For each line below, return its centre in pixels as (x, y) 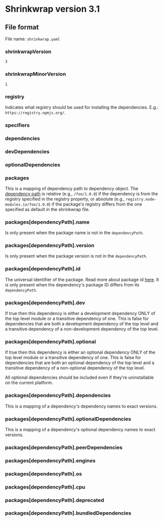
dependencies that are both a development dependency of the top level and (82, 324)
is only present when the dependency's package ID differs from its (72, 285)
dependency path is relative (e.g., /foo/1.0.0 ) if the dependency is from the (82, 194)
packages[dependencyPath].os (44, 473)
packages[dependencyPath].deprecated (55, 500)
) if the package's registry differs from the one (95, 204)
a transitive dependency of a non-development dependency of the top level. (82, 329)
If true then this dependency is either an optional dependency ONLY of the (80, 352)
